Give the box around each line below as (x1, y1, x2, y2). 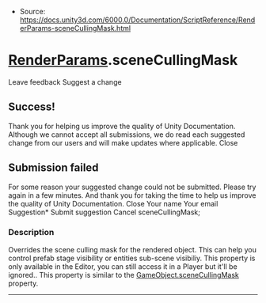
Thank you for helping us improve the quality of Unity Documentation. (8, 121, 236, 131)
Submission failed (8, 161, 99, 175)
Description (8, 227, 55, 238)
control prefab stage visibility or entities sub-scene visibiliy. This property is (8, 253, 256, 263)
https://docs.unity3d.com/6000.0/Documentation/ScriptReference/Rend (19, 15, 256, 25)
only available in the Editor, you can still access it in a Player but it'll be (8, 261, 237, 271)
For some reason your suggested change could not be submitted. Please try (8, 182, 256, 191)
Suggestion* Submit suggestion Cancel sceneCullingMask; (8, 207, 200, 217)
